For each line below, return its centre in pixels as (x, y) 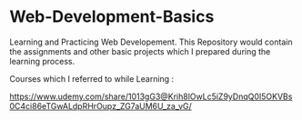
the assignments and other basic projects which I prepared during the (140, 51)
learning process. (42, 61)
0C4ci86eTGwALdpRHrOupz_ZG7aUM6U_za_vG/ (101, 105)
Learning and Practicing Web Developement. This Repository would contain (151, 42)
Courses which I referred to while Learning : (92, 78)
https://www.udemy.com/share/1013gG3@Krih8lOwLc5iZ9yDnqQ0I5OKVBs (151, 96)
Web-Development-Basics (112, 17)
